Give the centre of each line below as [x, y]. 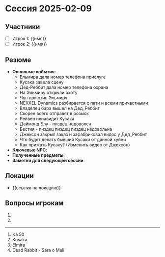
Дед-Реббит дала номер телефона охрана [64, 87]
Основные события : [34, 71]
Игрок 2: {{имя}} [30, 44]
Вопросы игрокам [34, 203]
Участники [23, 27]
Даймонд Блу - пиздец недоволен [55, 124]
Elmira [19, 245]
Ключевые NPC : [30, 150]
